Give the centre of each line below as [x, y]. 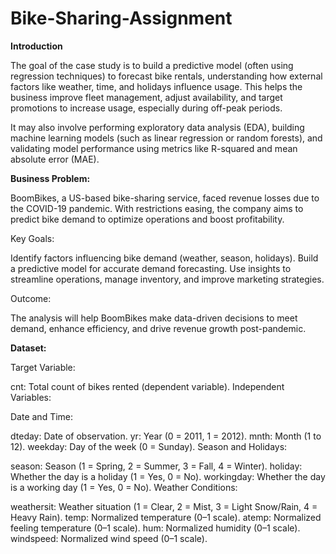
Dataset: [28, 348]
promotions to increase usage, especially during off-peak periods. [146, 108]
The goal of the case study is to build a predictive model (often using [152, 65]
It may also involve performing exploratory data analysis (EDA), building [157, 127]
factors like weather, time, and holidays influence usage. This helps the [156, 86]
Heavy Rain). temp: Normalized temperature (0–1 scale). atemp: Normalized [166, 517]
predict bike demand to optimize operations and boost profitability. [147, 219]
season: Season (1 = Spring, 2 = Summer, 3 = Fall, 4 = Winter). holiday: [156, 466]
